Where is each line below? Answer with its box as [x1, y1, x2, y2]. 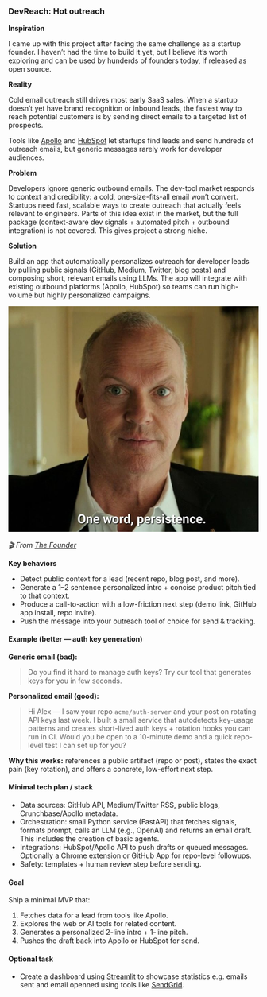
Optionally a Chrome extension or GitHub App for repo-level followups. [19, 851, 252, 860]
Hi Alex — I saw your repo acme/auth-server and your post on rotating [27, 706, 257, 716]
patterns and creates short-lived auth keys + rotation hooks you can [27, 724, 251, 733]
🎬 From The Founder [8, 540, 77, 549]
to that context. [19, 591, 70, 600]
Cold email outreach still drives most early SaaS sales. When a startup [8, 95, 238, 105]
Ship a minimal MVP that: [8, 895, 91, 905]
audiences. [8, 153, 45, 162]
